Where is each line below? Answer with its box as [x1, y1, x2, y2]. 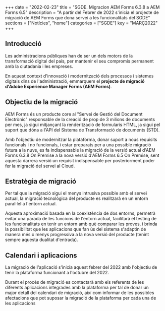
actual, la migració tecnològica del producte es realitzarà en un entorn [5, 195, 149, 201]
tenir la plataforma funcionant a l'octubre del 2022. [5, 270, 109, 276]
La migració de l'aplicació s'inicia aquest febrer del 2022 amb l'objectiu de [5, 264, 158, 270]
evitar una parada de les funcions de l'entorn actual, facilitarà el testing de [5, 216, 157, 222]
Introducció [5, 40, 42, 48]
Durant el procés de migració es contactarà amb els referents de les [5, 279, 144, 285]
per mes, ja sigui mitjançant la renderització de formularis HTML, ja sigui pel [5, 122, 161, 127]
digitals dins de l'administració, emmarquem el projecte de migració [5, 78, 145, 84]
